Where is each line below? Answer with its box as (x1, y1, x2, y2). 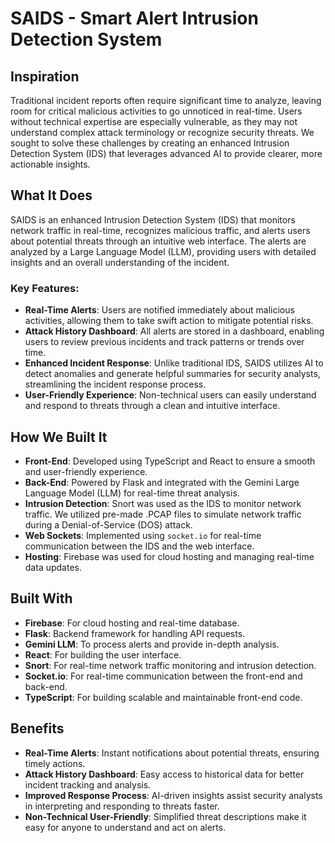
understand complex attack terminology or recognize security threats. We (10, 127, 315, 138)
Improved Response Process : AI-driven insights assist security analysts (24, 789, 323, 801)
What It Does (10, 187, 93, 204)
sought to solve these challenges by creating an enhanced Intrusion (10, 137, 290, 149)
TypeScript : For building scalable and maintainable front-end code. (24, 691, 303, 703)
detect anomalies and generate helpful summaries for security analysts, (24, 368, 321, 380)
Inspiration (10, 68, 80, 85)
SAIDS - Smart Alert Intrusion (10, 7, 259, 30)
